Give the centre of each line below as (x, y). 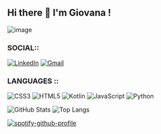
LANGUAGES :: (33, 81)
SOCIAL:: (23, 47)
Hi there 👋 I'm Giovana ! (59, 13)
